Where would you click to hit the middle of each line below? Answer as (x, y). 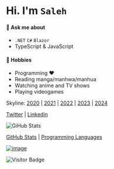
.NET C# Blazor (32, 41)
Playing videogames (39, 91)
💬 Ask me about (26, 27)
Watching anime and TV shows (52, 85)
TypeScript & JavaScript (44, 46)
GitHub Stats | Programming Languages (54, 137)
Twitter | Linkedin (27, 114)
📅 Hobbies (19, 60)
